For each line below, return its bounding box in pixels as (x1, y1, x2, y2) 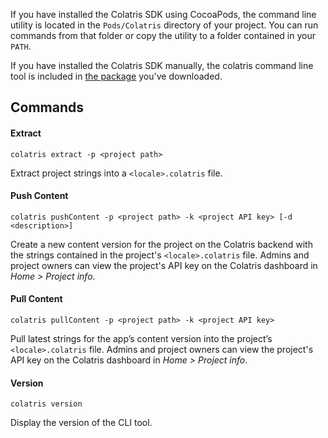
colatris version (10, 399, 83, 409)
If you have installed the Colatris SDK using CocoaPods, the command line (10, 9, 317, 20)
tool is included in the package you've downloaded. (10, 70, 223, 82)
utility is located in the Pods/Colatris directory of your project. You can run (10, 19, 319, 31)
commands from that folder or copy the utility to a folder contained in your (10, 30, 316, 41)
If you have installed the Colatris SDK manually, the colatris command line (10, 60, 314, 71)
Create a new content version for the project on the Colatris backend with (10, 238, 313, 250)
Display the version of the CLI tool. (10, 417, 153, 429)
